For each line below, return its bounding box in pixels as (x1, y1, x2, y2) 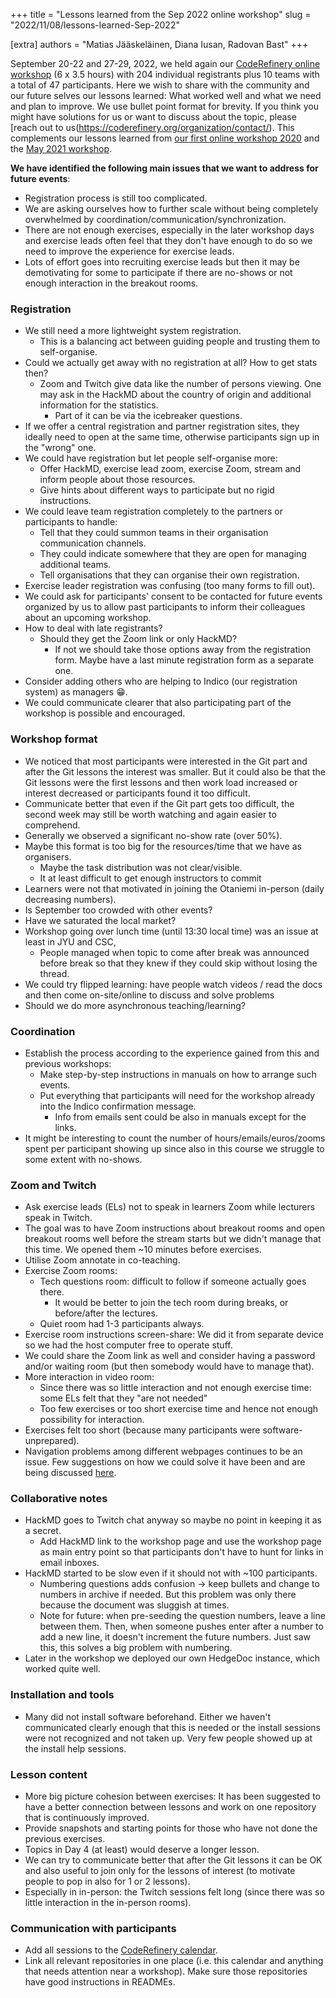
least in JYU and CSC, (24, 935, 117, 948)
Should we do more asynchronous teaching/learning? (24, 999, 246, 1011)
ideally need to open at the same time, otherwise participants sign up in (24, 431, 320, 443)
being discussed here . (24, 1467, 117, 1479)
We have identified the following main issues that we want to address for (10, 162, 319, 174)
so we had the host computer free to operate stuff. (24, 1339, 233, 1351)
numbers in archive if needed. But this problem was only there (39, 1589, 297, 1601)
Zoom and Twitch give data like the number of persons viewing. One (39, 378, 322, 390)
